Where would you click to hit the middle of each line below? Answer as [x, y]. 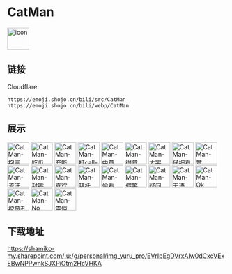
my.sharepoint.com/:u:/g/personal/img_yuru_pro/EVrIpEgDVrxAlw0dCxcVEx [116, 256]
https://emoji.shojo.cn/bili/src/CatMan [67, 99]
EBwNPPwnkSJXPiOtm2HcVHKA [55, 264]
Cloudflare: [23, 86]
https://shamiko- [31, 249]
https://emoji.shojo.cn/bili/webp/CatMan [68, 105]
